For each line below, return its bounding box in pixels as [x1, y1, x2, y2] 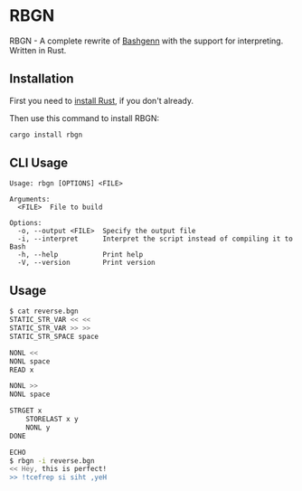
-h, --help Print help [17, 250, 144, 260]
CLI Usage [9, 156, 69, 171]
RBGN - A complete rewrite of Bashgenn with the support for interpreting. [9, 35, 284, 46]
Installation [9, 71, 74, 87]
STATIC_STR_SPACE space [9, 332, 99, 341]
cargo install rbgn [9, 130, 83, 139]
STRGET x [9, 406, 42, 416]
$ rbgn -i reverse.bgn [9, 456, 95, 466]
